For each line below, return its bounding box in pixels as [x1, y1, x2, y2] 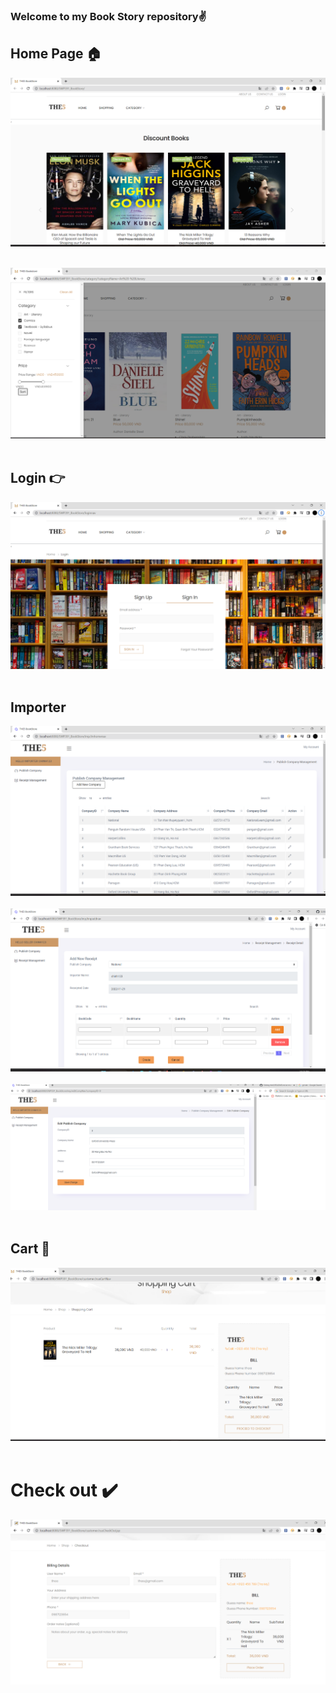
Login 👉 [10, 470, 66, 487]
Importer [10, 699, 67, 716]
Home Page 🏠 [10, 45, 102, 63]
